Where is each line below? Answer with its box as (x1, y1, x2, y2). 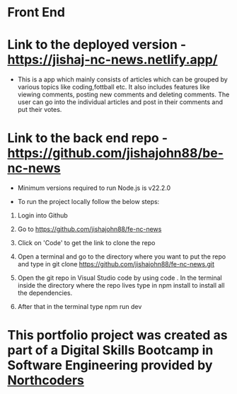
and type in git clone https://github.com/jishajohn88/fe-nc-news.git (17, 260, 214, 269)
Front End (7, 4, 66, 21)
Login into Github (17, 211, 69, 220)
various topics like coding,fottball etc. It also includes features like (17, 83, 210, 91)
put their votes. (17, 106, 62, 114)
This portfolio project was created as (7, 327, 228, 344)
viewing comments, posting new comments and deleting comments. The (17, 90, 230, 99)
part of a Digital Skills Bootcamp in (7, 342, 214, 359)
